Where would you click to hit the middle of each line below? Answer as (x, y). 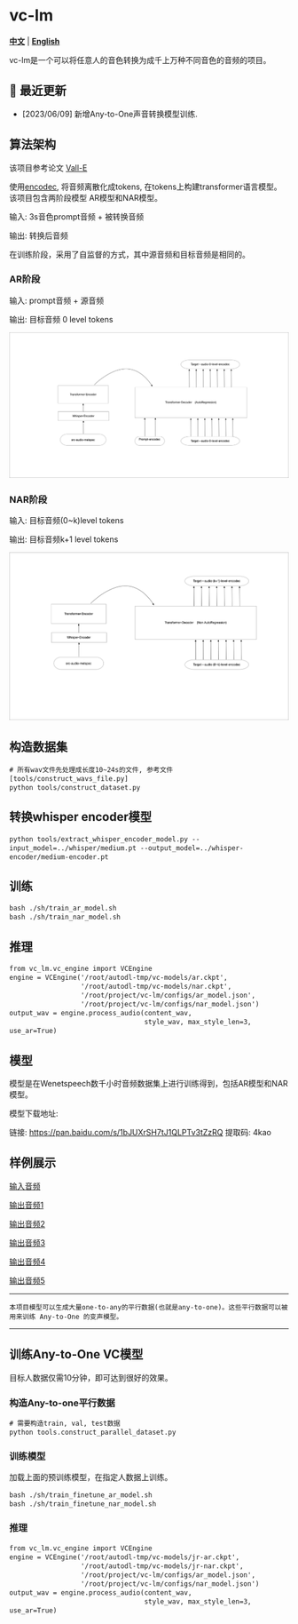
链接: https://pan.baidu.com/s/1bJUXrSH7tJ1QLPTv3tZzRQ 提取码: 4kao (141, 1133)
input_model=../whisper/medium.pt (73, 848)
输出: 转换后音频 (39, 235)
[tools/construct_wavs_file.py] (69, 778)
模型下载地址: (34, 1114)
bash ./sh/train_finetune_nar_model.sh (83, 1504)
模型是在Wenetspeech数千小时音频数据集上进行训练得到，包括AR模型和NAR (149, 1084)
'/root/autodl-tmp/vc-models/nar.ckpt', (156, 987)
